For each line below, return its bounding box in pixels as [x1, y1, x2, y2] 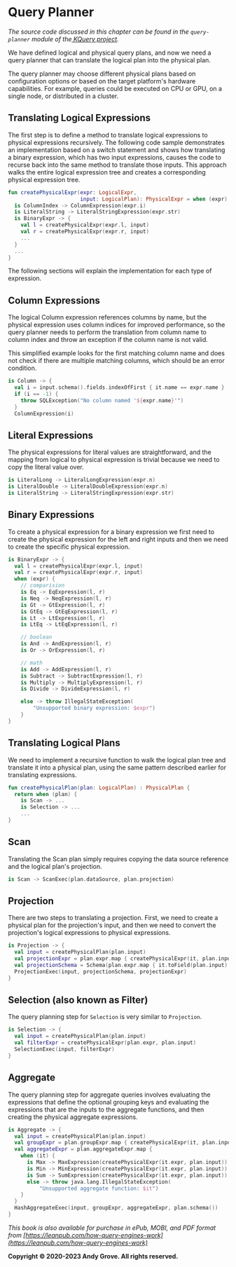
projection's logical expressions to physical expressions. [8, 929, 171, 937]
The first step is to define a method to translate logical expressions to [8, 130, 209, 139]
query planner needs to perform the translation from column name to [8, 328, 207, 336]
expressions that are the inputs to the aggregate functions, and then [8, 1105, 204, 1114]
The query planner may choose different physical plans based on [8, 69, 196, 78]
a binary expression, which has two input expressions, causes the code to [8, 153, 221, 161]
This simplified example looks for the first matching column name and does [8, 349, 225, 357]
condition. [8, 364, 37, 372]
